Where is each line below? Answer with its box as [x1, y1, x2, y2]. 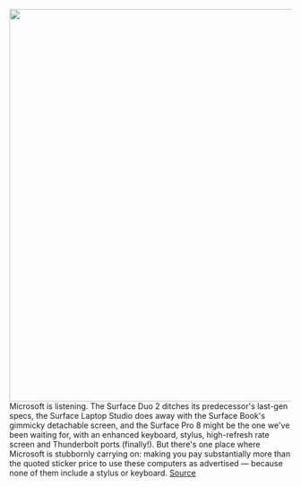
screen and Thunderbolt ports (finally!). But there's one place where [9, 439, 261, 449]
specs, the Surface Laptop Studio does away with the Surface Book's [9, 411, 266, 421]
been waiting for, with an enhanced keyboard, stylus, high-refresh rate [9, 430, 271, 439]
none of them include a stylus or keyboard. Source [9, 467, 196, 478]
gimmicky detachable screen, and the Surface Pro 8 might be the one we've [9, 420, 290, 430]
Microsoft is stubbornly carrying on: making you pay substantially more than [9, 448, 291, 459]
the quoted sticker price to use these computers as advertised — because [9, 458, 284, 468]
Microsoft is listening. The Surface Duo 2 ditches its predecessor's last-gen [9, 401, 288, 412]
